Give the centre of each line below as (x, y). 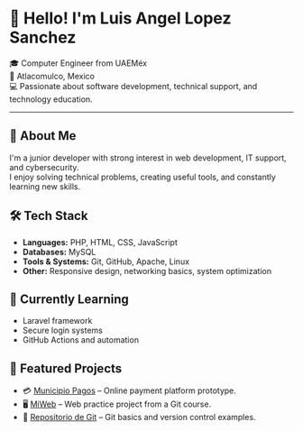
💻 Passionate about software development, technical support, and (133, 86)
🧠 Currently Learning (69, 299)
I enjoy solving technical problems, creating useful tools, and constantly (143, 177)
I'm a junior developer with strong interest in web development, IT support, (148, 158)
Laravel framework (57, 321)
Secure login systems (63, 330)
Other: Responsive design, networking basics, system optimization (147, 271)
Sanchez (43, 37)
